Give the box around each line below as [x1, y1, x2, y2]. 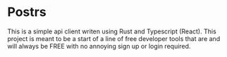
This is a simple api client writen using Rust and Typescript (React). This [7, 27, 216, 35]
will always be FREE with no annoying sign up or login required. [7, 42, 191, 50]
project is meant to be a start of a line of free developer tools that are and [7, 34, 221, 42]
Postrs [7, 4, 47, 20]
